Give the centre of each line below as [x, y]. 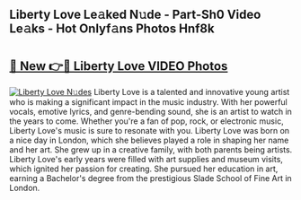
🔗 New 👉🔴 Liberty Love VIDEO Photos [119, 66]
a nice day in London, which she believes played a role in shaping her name [149, 140]
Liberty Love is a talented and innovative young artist [192, 92]
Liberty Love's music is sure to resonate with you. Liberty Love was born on [150, 130]
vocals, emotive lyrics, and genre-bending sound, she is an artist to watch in [150, 112]
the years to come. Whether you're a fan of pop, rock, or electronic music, [147, 121]
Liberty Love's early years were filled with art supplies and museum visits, [146, 159]
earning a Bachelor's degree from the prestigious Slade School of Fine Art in [150, 178]
